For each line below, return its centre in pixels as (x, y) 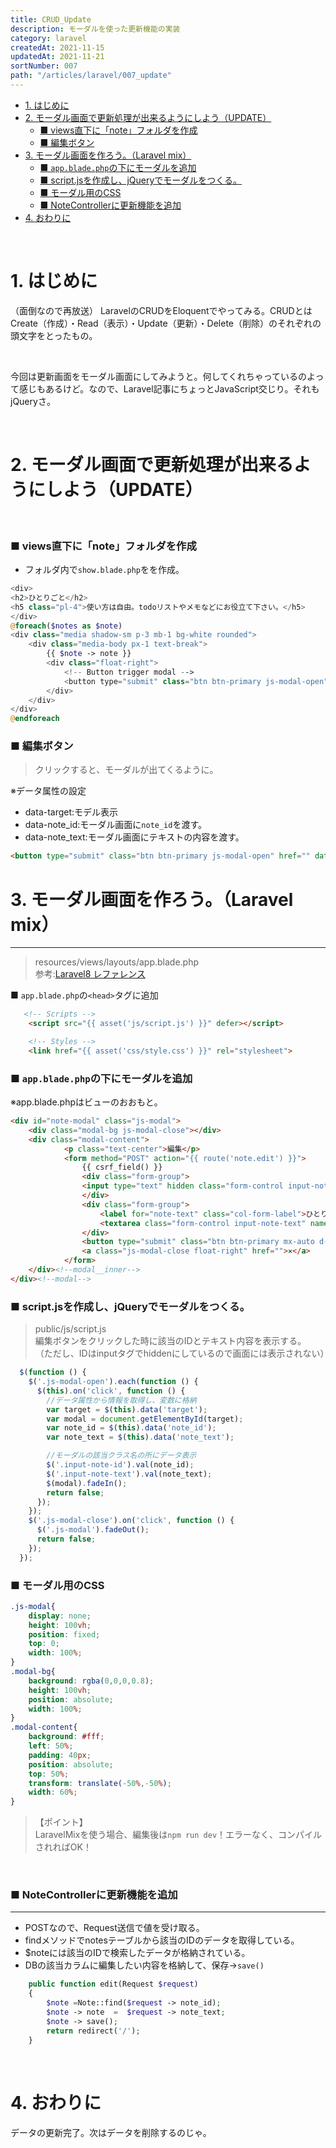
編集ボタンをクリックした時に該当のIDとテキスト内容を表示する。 (170, 1341)
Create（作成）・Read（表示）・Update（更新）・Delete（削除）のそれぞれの (166, 323)
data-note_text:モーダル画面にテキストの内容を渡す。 (134, 837)
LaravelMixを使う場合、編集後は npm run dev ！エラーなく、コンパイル (178, 1835)
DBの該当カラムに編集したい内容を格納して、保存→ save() (144, 1965)
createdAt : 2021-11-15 (57, 47)
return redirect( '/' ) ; (93, 2031)
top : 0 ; (44, 1644)
